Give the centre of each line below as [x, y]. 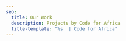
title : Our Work [32, 17]
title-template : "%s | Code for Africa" [65, 29]
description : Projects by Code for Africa [66, 23]
